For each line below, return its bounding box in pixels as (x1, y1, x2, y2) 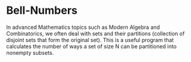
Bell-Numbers (6, 4, 78, 17)
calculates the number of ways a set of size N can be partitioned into (6, 43, 177, 50)
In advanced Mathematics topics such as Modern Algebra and (6, 23, 160, 31)
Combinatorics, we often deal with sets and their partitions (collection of (6, 29, 185, 37)
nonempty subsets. (6, 49, 54, 56)
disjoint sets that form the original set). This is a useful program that (6, 36, 174, 43)
